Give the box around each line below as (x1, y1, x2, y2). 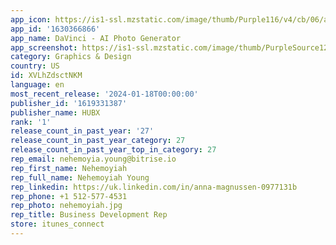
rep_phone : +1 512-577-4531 (10, 191, 128, 201)
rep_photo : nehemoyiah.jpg (10, 201, 123, 211)
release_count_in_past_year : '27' (10, 126, 155, 136)
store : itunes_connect (10, 219, 105, 230)
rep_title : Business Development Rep (10, 210, 168, 220)
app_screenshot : (10, 42, 78, 53)
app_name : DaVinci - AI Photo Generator (10, 33, 182, 43)
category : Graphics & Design (10, 52, 132, 62)
